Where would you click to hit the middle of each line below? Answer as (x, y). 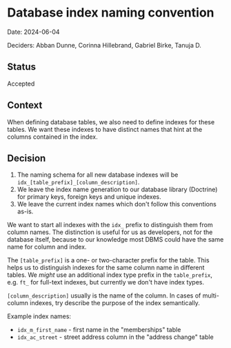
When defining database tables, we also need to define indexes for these (111, 122)
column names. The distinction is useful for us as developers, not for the (110, 232)
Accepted (21, 84)
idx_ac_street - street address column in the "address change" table (115, 337)
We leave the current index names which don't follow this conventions (117, 204)
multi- (211, 296)
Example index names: (39, 316)
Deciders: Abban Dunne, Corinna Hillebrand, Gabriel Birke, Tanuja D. (104, 45)
